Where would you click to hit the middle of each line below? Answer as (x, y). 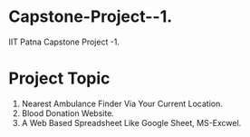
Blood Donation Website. (68, 113)
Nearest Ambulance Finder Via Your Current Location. (122, 103)
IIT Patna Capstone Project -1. (64, 42)
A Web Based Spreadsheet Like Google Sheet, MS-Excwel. (131, 122)
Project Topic (59, 78)
